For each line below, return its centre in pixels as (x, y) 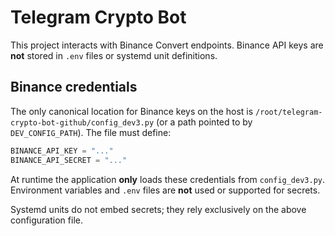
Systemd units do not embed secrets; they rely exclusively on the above (158, 209)
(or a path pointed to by (204, 122)
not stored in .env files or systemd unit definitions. (114, 55)
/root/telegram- (289, 112)
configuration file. (46, 220)
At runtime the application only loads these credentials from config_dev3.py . (168, 179)
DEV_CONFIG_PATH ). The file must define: (91, 132)
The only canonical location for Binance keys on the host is (132, 111)
